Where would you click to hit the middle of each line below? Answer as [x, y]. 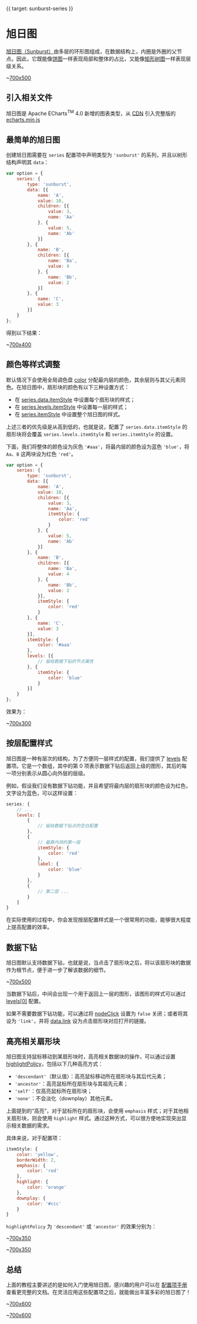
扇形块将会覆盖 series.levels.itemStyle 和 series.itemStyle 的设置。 [91, 434]
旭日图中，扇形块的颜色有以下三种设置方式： [75, 387]
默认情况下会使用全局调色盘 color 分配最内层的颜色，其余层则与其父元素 [93, 380]
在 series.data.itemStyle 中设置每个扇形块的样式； [75, 399]
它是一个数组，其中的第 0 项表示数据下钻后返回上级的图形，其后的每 [104, 766]
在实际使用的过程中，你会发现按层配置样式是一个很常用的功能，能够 [88, 920]
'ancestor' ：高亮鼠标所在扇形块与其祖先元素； [72, 1083]
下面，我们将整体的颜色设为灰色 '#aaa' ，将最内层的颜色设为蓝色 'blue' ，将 [98, 446]
